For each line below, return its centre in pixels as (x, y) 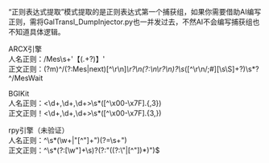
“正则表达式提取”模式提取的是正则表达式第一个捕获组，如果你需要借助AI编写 (135, 12)
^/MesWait (26, 78)
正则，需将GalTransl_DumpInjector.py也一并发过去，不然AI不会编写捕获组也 (134, 22)
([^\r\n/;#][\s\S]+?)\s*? (221, 69)
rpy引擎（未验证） (39, 130)
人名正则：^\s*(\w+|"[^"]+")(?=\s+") (68, 140)
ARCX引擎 (25, 49)
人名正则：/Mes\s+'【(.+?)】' (57, 59)
